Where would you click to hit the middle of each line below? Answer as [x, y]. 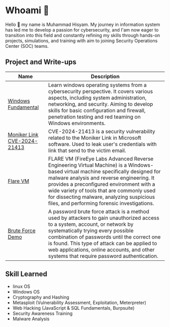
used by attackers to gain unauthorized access [103, 218]
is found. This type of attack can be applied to [102, 243]
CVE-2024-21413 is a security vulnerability [101, 131]
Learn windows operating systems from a [97, 85]
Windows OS [26, 291]
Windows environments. [77, 123]
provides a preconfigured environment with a [101, 184]
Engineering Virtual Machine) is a [88, 165]
